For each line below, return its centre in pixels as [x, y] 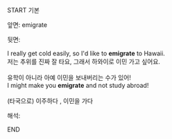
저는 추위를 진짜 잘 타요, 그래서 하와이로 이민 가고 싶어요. [84, 62]
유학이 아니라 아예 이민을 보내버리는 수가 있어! [69, 77]
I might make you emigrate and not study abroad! [78, 85]
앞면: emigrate [27, 25]
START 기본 [24, 10]
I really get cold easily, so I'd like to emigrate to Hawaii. [86, 53]
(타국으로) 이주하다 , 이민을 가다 [50, 101]
